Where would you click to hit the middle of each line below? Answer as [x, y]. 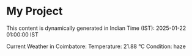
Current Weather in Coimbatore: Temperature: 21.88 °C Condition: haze [96, 46]
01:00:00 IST [22, 34]
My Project [35, 11]
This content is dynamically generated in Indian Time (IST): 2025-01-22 [96, 28]
